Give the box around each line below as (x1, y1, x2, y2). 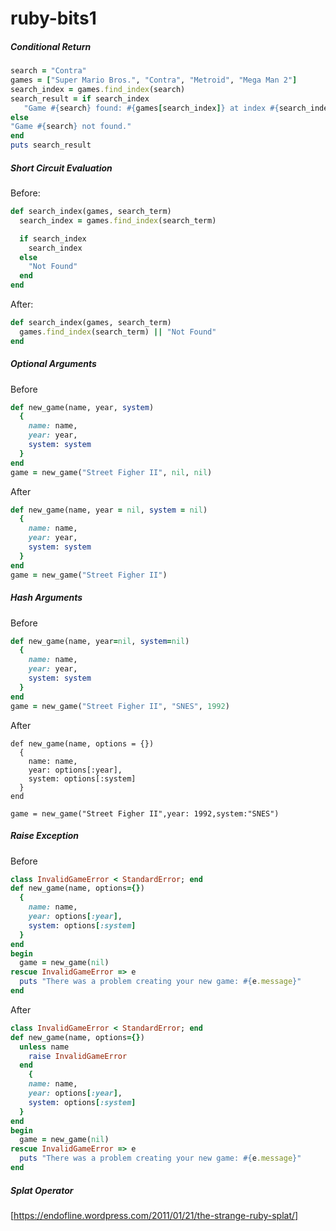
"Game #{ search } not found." (10, 122, 132, 132)
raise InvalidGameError (28, 1051, 128, 1061)
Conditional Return (10, 40, 92, 52)
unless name (19, 1042, 70, 1052)
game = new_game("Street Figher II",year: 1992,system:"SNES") (10, 808, 280, 819)
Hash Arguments (10, 592, 83, 604)
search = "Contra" (10, 66, 87, 76)
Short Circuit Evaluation (10, 162, 113, 174)
